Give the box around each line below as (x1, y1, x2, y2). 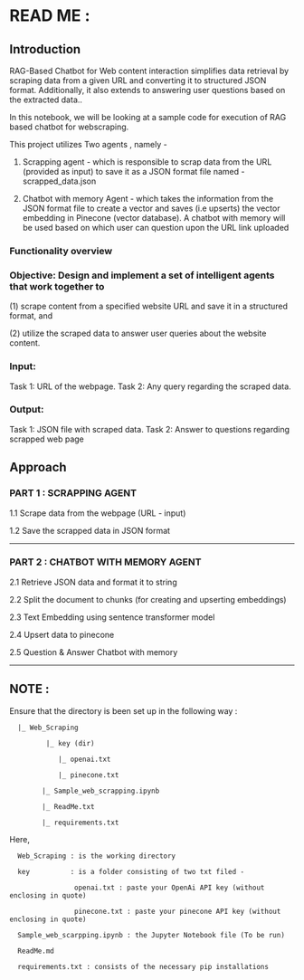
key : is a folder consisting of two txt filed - (17, 867, 245, 876)
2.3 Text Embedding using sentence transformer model (9, 612, 215, 623)
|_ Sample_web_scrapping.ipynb (42, 786, 160, 795)
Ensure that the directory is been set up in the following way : (9, 705, 238, 716)
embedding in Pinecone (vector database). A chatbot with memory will (22, 213, 286, 223)
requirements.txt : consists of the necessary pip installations (17, 962, 270, 971)
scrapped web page (9, 433, 84, 444)
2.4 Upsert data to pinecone (9, 629, 115, 640)
